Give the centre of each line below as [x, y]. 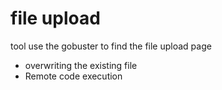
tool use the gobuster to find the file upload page [111, 46]
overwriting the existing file [81, 65]
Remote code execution [73, 76]
